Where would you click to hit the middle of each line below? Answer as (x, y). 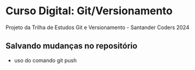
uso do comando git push (45, 60)
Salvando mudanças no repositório (71, 46)
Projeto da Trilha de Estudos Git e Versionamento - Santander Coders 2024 (97, 27)
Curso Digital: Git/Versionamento (89, 11)
